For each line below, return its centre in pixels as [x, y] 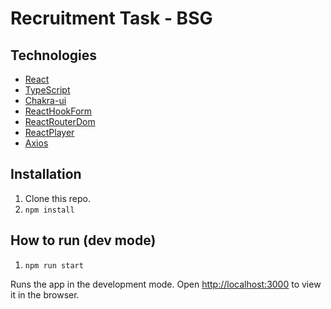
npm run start [54, 265]
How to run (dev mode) [83, 240]
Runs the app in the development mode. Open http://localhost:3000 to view [166, 284]
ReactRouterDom [60, 121]
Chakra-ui [45, 100]
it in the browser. [45, 294]
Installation [46, 174]
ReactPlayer [49, 132]
